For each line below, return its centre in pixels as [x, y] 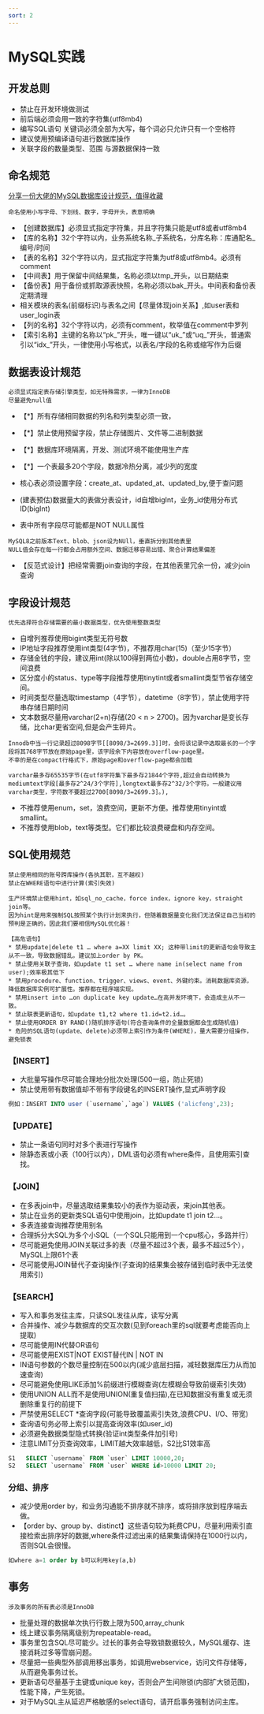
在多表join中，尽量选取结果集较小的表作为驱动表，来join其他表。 [125, 1205]
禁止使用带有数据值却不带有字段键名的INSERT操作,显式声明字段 [123, 1090]
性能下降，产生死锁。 [54, 1691]
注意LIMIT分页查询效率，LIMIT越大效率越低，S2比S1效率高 [115, 1443]
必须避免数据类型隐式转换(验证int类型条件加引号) [99, 1433]
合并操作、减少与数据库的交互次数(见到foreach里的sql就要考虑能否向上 [135, 1325]
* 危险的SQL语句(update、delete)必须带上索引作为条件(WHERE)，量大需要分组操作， [130, 1031]
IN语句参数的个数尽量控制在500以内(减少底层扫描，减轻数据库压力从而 [134, 1364]
